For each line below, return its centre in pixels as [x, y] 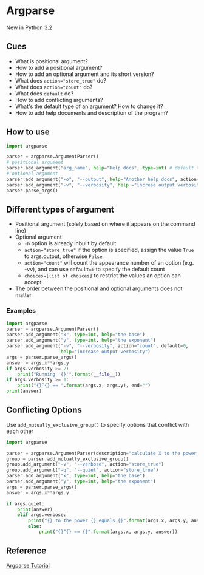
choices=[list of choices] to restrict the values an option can [102, 276]
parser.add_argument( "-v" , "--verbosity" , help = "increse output [90, 185]
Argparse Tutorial [28, 565]
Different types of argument [60, 209]
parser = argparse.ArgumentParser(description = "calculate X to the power [102, 453]
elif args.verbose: [42, 515]
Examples [21, 311]
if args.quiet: [25, 504]
